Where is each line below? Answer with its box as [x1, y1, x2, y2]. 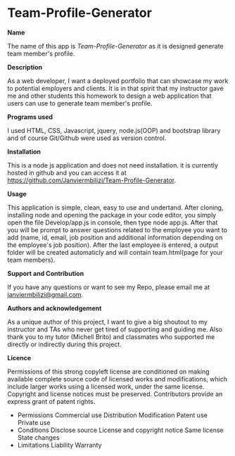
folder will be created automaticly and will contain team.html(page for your [7, 248, 224, 256]
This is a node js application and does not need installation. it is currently [7, 160, 218, 170]
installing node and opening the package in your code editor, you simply [7, 210, 217, 219]
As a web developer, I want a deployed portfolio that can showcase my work [7, 76, 229, 85]
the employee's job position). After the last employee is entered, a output [7, 241, 219, 249]
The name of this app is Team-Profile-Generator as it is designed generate [7, 42, 224, 50]
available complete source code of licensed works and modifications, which [7, 374, 227, 383]
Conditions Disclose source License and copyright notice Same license [17, 426, 224, 434]
